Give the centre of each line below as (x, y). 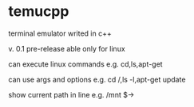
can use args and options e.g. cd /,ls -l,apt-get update (97, 79)
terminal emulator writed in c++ (60, 33)
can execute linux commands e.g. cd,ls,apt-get (85, 64)
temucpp (39, 11)
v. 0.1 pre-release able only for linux (67, 48)
